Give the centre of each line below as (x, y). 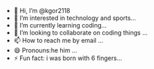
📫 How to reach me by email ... (58, 40)
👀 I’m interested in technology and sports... (75, 18)
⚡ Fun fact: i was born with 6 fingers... (68, 58)
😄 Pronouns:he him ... (45, 50)
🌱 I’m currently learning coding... (60, 25)
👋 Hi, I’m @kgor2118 (42, 11)
